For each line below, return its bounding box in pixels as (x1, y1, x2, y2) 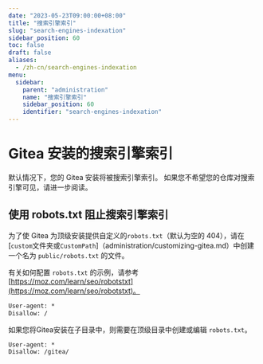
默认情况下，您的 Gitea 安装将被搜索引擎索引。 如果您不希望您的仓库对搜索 (8, 172, 255, 182)
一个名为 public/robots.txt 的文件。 (8, 250, 129, 260)
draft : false (8, 49, 52, 57)
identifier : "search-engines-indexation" (22, 108, 162, 116)
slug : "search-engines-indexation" (8, 26, 127, 34)
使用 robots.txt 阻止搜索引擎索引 (8, 208, 169, 221)
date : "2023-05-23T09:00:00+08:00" (8, 11, 127, 20)
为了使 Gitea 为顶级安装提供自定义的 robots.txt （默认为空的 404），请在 (8, 230, 245, 240)
